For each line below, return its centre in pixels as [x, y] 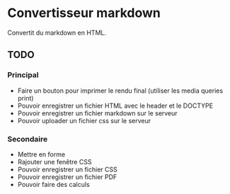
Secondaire [28, 139]
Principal [23, 75]
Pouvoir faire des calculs [53, 184]
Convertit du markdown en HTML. [57, 33]
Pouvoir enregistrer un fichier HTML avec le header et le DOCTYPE [115, 105]
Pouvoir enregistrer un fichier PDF [67, 177]
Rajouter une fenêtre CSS [54, 161]
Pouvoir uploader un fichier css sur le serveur [84, 120]
